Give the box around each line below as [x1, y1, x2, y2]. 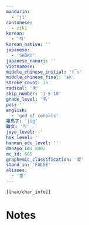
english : [6, 107, 28, 113]
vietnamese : [6, 63, 35, 70]
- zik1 [11, 25, 28, 31]
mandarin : [6, 8, 30, 15]
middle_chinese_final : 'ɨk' [6, 74, 75, 80]
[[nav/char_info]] [6, 189, 51, 195]
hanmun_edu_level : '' [6, 140, 59, 146]
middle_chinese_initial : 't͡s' [6, 69, 83, 75]
